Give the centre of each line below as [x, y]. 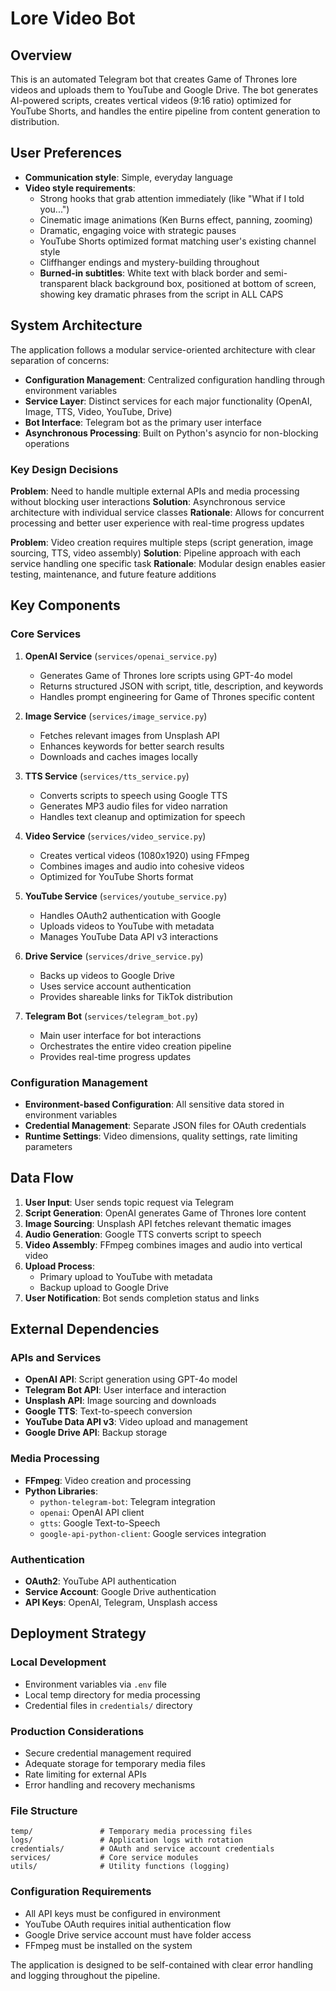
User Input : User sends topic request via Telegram [129, 1202]
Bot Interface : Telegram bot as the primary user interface [143, 422]
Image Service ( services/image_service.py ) [116, 716]
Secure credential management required [108, 1753]
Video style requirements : [80, 188]
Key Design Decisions [64, 469]
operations [47, 443]
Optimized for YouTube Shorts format [116, 876]
